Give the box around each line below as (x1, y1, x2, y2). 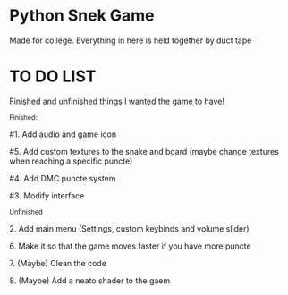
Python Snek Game (9, 5, 155, 26)
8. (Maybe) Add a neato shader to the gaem (9, 274, 171, 286)
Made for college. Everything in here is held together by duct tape (9, 35, 252, 46)
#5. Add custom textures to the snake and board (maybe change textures (9, 146, 280, 156)
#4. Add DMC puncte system (9, 173, 116, 183)
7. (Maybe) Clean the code (9, 257, 107, 268)
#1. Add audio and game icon (9, 129, 117, 139)
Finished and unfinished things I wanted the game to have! (9, 96, 225, 106)
